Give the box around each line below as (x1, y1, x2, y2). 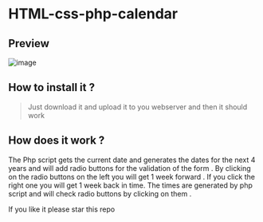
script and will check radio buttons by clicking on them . (8, 188, 192, 198)
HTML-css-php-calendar (8, 5, 178, 23)
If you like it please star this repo (8, 204, 116, 214)
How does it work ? (8, 133, 105, 148)
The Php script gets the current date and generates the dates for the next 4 (8, 155, 256, 165)
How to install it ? (8, 81, 96, 94)
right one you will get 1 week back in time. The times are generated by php (8, 180, 253, 190)
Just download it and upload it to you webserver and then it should (27, 101, 248, 112)
